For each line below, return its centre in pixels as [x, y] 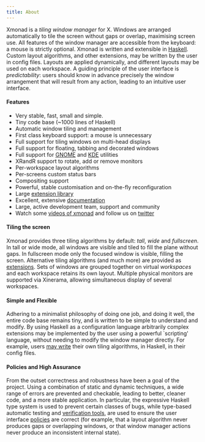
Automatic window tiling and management [68, 129]
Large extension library [44, 193]
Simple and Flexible [32, 300]
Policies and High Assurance [44, 367]
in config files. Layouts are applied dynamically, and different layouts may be [103, 62]
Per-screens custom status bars [56, 174]
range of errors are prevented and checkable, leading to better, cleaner [96, 394]
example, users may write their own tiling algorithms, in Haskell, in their [96, 346]
